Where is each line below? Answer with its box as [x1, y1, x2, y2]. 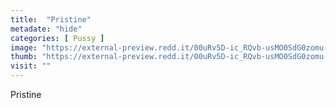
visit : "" [10, 61, 52, 71]
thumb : [10, 52, 38, 62]
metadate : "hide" [10, 24, 83, 34]
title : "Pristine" [10, 14, 92, 25]
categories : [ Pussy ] [10, 33, 105, 43]
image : [10, 42, 38, 53]
